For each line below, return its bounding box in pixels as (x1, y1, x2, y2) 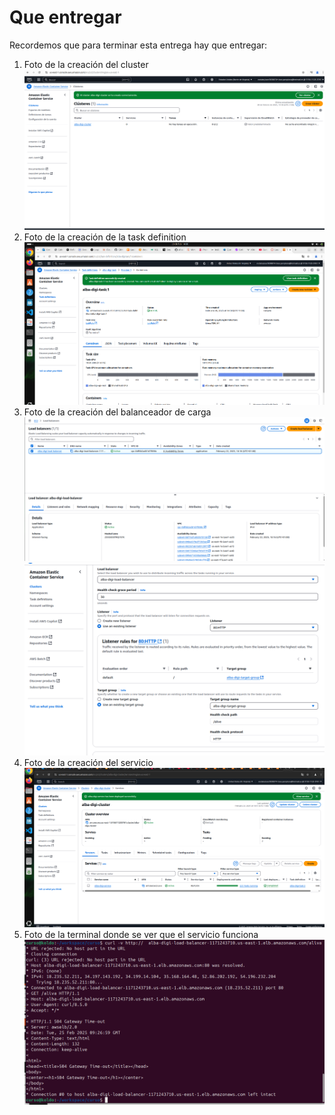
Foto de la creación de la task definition (23, 231, 187, 243)
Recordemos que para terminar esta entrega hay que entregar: (9, 39, 268, 51)
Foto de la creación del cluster (23, 58, 149, 70)
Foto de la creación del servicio (23, 757, 154, 769)
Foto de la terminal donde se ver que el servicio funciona (23, 928, 259, 940)
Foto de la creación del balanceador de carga (23, 406, 212, 418)
